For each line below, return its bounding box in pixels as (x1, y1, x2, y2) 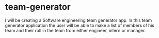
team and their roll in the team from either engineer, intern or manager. (5, 27, 146, 33)
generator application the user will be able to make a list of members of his (5, 22, 154, 28)
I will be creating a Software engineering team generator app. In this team (5, 17, 152, 23)
